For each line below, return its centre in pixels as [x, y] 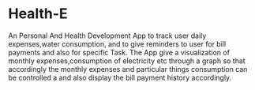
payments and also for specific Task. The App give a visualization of [119, 52]
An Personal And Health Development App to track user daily [107, 36]
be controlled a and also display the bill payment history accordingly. [120, 77]
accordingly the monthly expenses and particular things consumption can [128, 69]
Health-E [38, 14]
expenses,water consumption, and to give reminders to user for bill [117, 43]
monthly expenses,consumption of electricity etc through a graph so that [127, 61]
